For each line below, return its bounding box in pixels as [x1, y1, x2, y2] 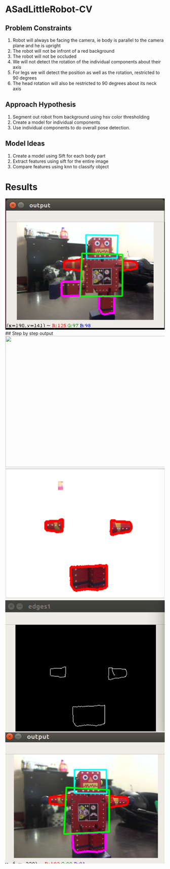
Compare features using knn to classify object [12, 163, 109, 169]
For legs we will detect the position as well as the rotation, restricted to [12, 69, 160, 76]
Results [5, 181, 38, 193]
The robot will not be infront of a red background [12, 48, 115, 54]
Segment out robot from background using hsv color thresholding [12, 114, 150, 120]
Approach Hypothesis [5, 100, 76, 109]
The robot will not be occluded [12, 53, 77, 59]
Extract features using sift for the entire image [12, 158, 109, 164]
